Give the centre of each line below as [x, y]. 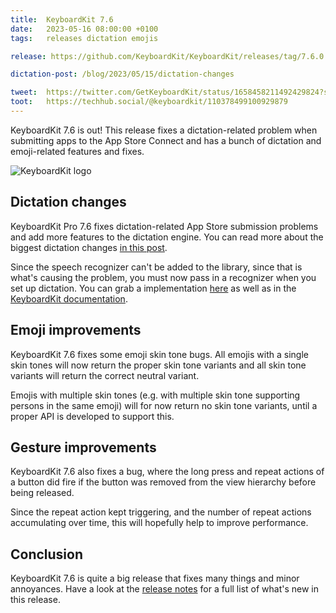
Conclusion [47, 554]
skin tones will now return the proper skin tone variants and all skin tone [158, 365]
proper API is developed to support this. [92, 416]
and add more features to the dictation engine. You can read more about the [167, 237]
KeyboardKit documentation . [69, 298]
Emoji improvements [76, 330]
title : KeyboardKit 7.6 [62, 19]
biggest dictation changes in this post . [89, 247]
